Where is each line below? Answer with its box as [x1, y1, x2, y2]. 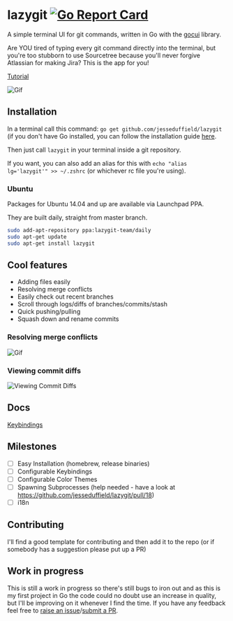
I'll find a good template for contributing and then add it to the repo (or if [7, 537, 215, 545]
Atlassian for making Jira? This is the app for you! [7, 58, 149, 66]
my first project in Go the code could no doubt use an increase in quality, [7, 591, 217, 599]
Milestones [7, 441, 57, 452]
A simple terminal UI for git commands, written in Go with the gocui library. [7, 30, 222, 38]
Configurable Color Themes [17, 475, 98, 483]
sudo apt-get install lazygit [7, 240, 96, 247]
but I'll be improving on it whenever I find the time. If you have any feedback [7, 599, 226, 607]
